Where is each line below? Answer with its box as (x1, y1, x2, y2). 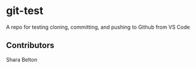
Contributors (6, 40, 55, 50)
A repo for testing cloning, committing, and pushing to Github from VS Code (6, 23, 190, 30)
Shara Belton (6, 56, 38, 63)
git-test (6, 4, 44, 18)
